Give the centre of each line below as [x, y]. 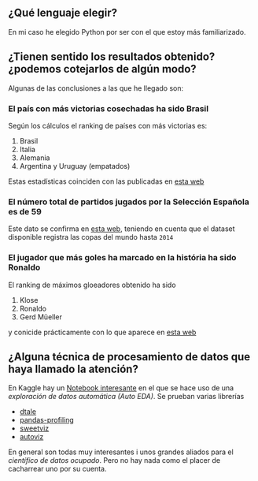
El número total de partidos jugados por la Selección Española [129, 202]
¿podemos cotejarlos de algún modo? [102, 69]
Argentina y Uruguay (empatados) [75, 166]
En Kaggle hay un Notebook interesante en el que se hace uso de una [121, 388]
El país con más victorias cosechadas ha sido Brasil [109, 108]
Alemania [35, 158]
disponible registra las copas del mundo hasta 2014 [91, 237]
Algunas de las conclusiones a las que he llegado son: [96, 88]
